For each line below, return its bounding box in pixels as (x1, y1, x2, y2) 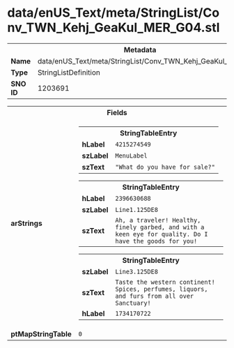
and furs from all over (114, 292, 194, 300)
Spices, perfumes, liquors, (114, 285, 208, 293)
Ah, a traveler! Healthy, (114, 216, 201, 224)
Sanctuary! (114, 298, 151, 307)
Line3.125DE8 (114, 267, 159, 275)
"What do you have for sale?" (114, 162, 216, 171)
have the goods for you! (114, 237, 198, 245)
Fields (107, 107, 127, 117)
